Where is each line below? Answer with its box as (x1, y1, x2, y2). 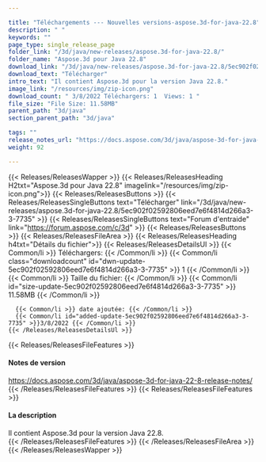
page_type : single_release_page (8, 40, 115, 48)
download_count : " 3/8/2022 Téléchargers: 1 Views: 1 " (8, 92, 200, 100)
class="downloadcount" (8, 256, 87, 265)
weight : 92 (8, 143, 44, 151)
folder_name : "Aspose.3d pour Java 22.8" (8, 55, 147, 63)
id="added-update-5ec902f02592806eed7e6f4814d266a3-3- (64, 312, 249, 320)
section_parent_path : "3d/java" (8, 114, 115, 123)
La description (8, 410, 57, 420)
